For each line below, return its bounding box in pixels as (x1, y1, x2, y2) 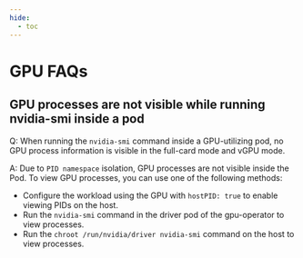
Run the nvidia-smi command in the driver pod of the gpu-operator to (22, 209, 285, 220)
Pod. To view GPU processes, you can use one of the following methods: (9, 172, 283, 183)
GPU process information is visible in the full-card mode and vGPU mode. (9, 144, 286, 155)
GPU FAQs (9, 61, 88, 82)
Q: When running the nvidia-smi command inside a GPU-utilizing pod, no (9, 135, 284, 146)
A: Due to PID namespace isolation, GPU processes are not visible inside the (9, 163, 289, 174)
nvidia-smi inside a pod (9, 111, 145, 127)
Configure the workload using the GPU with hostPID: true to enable (22, 190, 278, 201)
